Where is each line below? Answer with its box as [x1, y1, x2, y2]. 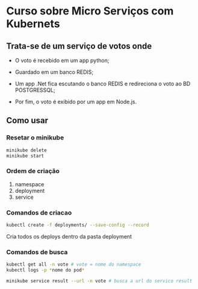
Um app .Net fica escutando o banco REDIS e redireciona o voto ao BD [14, 80, 191, 87]
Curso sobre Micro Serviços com [6, 4, 174, 18]
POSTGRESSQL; [14, 87, 55, 94]
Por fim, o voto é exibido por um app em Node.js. [14, 98, 137, 105]
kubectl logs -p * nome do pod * [6, 267, 85, 273]
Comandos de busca [6, 248, 68, 256]
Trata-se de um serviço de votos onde [6, 41, 152, 51]
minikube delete [6, 147, 47, 153]
